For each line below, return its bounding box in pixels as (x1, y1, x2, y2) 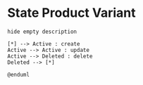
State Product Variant (7, 5, 136, 21)
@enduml (7, 71, 30, 78)
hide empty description (7, 28, 77, 35)
